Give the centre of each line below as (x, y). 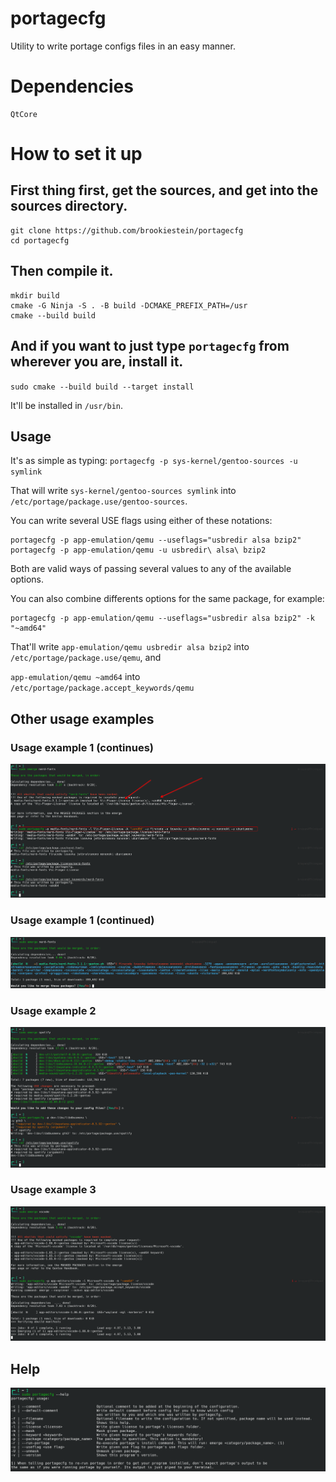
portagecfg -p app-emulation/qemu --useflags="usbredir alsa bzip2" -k (162, 618)
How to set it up (76, 154)
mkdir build (35, 295)
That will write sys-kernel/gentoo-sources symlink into (123, 491)
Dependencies (72, 86)
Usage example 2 (53, 1010)
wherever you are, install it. (97, 362)
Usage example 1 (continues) (82, 747)
